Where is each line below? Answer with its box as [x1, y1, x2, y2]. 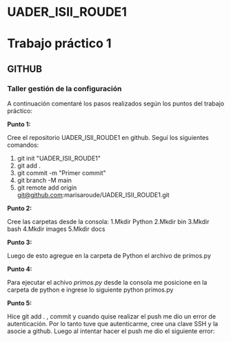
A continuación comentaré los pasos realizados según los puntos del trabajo [7, 99, 225, 108]
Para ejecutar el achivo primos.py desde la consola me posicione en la [7, 279, 208, 287]
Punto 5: [7, 299, 32, 308]
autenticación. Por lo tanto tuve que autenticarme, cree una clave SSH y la [7, 320, 219, 328]
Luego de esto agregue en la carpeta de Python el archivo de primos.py [7, 252, 212, 260]
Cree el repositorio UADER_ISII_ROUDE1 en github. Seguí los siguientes [7, 134, 209, 142]
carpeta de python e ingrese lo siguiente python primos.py [7, 285, 174, 294]
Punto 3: [7, 239, 32, 247]
